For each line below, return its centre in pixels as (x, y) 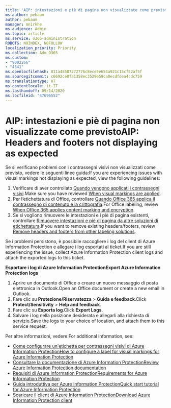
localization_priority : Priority (41, 48)
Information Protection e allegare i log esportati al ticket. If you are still (78, 247)
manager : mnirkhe (24, 24)
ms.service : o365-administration (41, 39)
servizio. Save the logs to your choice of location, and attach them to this (89, 321)
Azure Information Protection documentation (59, 368)
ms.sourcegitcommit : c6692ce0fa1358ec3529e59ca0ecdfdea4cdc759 (74, 77)
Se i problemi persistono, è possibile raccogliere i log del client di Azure (80, 242)
